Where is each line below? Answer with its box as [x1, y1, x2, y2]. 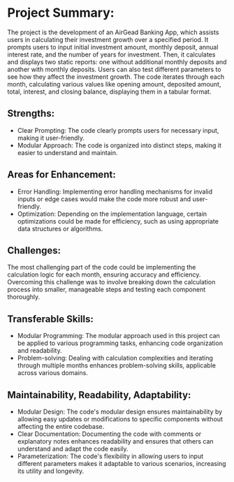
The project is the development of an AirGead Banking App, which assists [7, 28, 219, 36]
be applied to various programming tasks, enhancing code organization [17, 339, 224, 347]
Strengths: [7, 108, 54, 119]
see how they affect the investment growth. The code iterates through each [7, 72, 225, 81]
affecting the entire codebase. [17, 423, 105, 430]
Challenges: [7, 244, 61, 256]
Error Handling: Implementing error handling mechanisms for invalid [17, 187, 213, 196]
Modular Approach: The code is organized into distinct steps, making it [17, 141, 222, 149]
